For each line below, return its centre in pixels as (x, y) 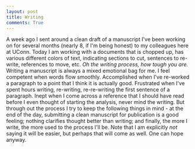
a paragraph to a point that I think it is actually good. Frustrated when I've (96, 83)
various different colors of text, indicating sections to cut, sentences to (92, 58)
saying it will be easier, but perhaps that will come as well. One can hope (95, 134)
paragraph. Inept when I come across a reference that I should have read (95, 96)
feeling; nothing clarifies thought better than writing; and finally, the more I (97, 121)
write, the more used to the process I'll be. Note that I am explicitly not (92, 127)
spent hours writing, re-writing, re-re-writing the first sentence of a (88, 90)
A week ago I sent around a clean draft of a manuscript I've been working (96, 40)
